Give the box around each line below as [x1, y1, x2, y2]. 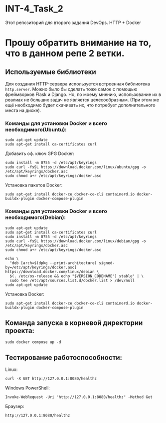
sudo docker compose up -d [5, 339, 61, 345]
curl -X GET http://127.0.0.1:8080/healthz [5, 376, 97, 381]
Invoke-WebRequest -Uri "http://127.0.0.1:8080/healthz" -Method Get [5, 394, 153, 400]
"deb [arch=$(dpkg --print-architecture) [9, 260, 97, 265]
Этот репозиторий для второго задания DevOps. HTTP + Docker [5, 19, 141, 25]
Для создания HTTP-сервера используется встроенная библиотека [5, 80, 151, 86]
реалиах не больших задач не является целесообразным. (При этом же [5, 96, 160, 102]
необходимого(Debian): [5, 214, 66, 221]
